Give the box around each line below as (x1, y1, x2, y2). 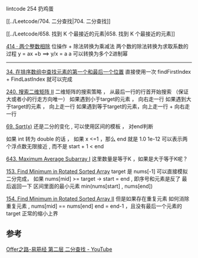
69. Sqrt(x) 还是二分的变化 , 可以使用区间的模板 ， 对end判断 (6, 123, 154, 130)
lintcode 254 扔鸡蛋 (6, 5, 54, 12)
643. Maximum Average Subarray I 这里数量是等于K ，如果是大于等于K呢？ (6, 155, 189, 162)
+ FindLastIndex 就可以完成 (6, 76, 72, 83)
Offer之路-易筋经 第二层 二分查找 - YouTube (6, 246, 113, 253)
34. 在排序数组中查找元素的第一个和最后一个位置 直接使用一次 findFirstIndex (6, 68, 192, 75)
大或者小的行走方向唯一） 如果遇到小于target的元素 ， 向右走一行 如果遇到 (6, 96, 187, 102)
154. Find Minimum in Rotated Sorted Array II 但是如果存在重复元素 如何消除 (6, 195, 190, 202)
